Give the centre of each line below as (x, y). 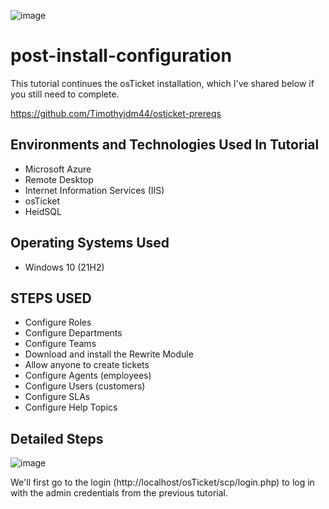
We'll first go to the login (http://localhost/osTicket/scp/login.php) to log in (162, 482)
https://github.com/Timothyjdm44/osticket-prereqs (116, 113)
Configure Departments (73, 333)
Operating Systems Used (90, 243)
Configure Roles (58, 322)
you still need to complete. (65, 94)
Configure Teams (60, 344)
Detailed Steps (57, 438)
